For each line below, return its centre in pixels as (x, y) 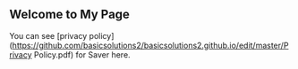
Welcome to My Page (69, 15)
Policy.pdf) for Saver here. (83, 54)
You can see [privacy (48, 35)
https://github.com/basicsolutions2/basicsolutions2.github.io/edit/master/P (150, 45)
